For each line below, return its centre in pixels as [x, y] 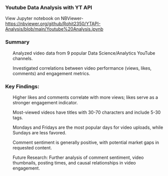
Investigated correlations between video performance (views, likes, [82, 68]
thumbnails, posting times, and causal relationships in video [74, 162]
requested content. [32, 147]
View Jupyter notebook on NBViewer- [44, 19]
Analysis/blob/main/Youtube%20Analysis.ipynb [54, 29]
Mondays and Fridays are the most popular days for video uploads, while [88, 127]
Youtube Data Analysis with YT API [49, 8]
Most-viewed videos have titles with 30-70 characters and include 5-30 [87, 112]
